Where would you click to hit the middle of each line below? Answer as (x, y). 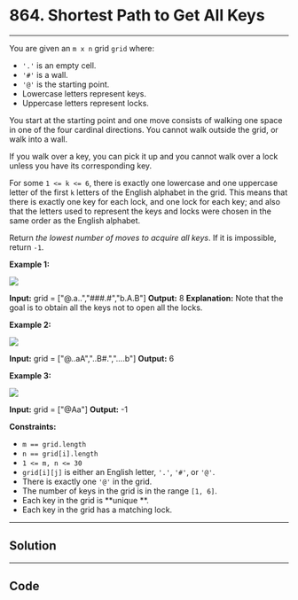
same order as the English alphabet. (75, 220)
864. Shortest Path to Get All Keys (137, 16)
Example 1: (30, 264)
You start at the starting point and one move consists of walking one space (146, 120)
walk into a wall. (39, 139)
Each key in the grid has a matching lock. (97, 510)
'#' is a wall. (45, 74)
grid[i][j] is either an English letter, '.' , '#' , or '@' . (118, 471)
